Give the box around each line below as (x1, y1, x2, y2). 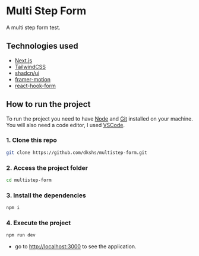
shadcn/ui (14, 69, 40, 77)
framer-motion (14, 75, 50, 83)
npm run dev (6, 232, 36, 238)
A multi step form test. (6, 24, 61, 31)
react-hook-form (14, 82, 56, 89)
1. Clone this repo (6, 136, 58, 144)
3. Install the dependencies (6, 191, 86, 200)
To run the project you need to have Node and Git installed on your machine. (6, 115, 193, 122)
